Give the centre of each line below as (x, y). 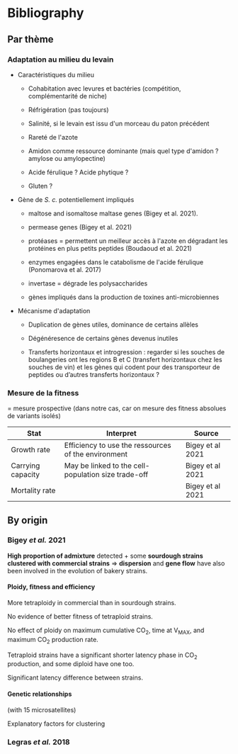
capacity (25, 475)
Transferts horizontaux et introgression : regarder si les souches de (126, 351)
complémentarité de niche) (68, 96)
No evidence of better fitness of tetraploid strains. (80, 617)
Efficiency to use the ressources (118, 446)
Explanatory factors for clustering (56, 724)
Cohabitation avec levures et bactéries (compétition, (104, 88)
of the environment (96, 454)
